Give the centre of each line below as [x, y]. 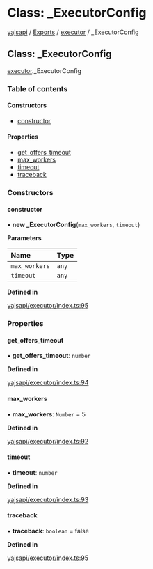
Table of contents [38, 88]
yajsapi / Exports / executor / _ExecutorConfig [73, 32]
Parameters [24, 238]
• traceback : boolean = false [48, 531]
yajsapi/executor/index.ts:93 [48, 499]
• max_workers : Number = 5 [46, 414]
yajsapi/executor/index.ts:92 [48, 441]
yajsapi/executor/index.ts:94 [48, 383]
